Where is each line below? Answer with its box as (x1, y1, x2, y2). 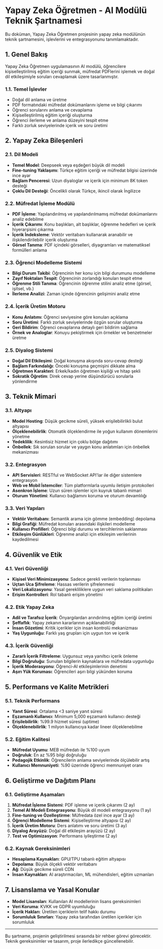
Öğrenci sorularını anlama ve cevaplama (12, 107, 93, 113)
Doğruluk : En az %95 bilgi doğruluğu (12, 752, 87, 758)
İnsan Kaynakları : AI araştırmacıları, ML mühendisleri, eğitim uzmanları (12, 871, 154, 878)
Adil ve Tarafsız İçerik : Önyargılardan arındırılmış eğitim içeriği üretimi (12, 615, 152, 621)
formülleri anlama (12, 247, 48, 253)
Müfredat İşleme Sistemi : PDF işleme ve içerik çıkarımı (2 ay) (12, 802, 135, 808)
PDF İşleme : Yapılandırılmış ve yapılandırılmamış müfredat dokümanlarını (12, 211, 158, 217)
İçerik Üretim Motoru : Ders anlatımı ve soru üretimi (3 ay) (12, 823, 127, 829)
